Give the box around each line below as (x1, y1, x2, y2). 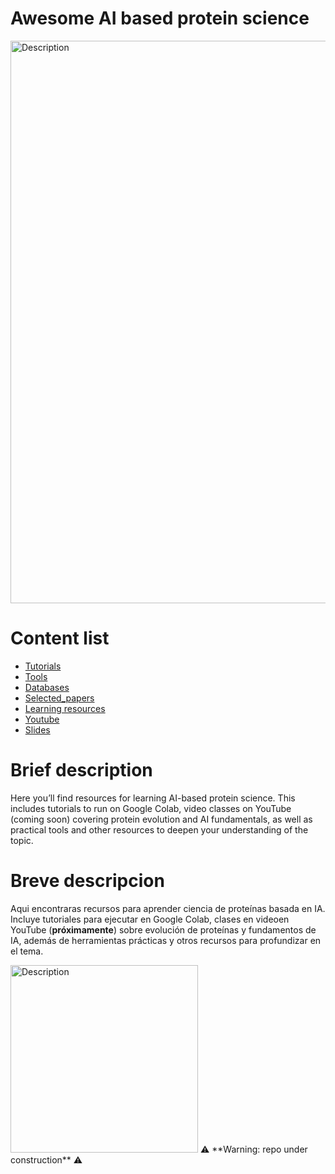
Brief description (10, 759, 153, 782)
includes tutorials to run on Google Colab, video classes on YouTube (10, 802, 292, 814)
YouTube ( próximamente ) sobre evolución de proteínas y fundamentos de (10, 923, 317, 936)
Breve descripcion (10, 870, 165, 892)
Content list (10, 627, 110, 650)
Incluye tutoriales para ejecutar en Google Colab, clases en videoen (10, 913, 290, 925)
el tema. (10, 945, 44, 957)
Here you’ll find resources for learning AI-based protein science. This (10, 792, 296, 804)
